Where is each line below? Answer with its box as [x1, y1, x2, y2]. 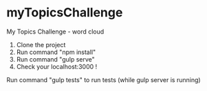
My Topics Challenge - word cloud [6, 27, 105, 36]
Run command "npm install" [16, 48, 96, 56]
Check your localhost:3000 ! [16, 62, 98, 70]
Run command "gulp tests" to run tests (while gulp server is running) [6, 75, 201, 83]
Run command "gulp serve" [16, 55, 96, 63]
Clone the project [16, 40, 66, 49]
